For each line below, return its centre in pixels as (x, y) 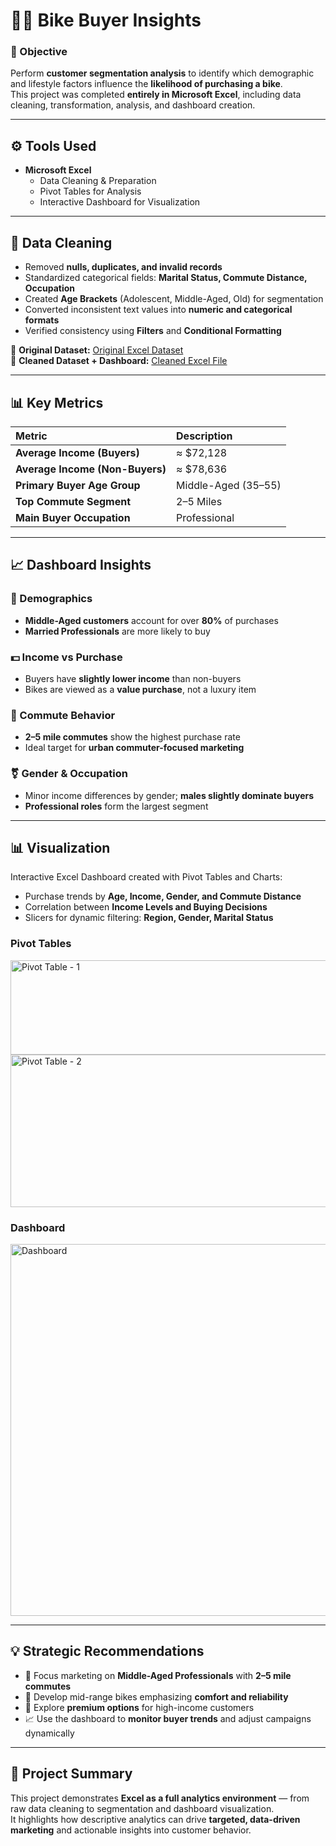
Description (204, 436)
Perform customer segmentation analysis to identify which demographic (162, 73)
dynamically (49, 1733)
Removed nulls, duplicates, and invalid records (123, 267)
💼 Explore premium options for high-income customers (139, 1707)
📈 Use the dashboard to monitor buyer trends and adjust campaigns (168, 1718)
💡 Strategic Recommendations (107, 1651)
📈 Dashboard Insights (81, 565)
